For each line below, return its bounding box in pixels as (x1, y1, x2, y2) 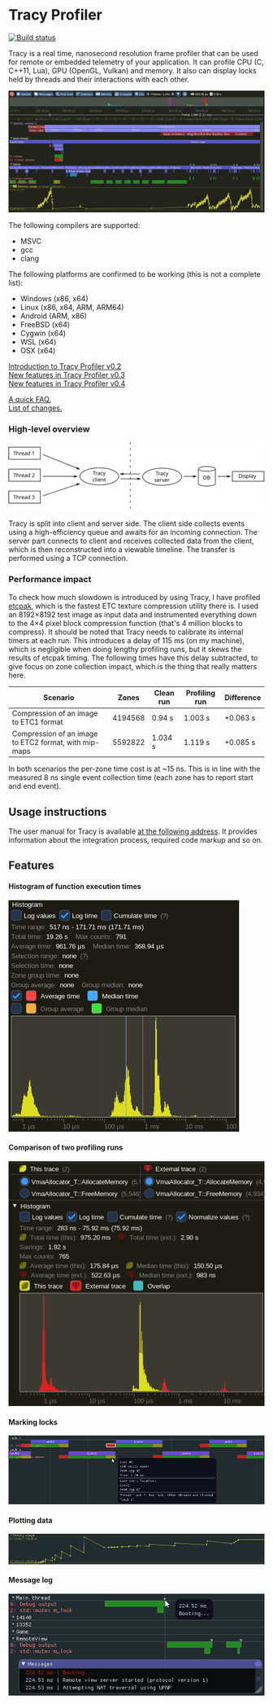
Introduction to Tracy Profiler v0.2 (8, 361, 122, 371)
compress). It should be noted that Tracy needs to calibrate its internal (8, 627, 244, 637)
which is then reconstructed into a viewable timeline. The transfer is (8, 545, 236, 554)
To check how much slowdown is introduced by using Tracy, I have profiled (8, 592, 261, 602)
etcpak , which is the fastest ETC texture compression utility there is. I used (8, 601, 258, 611)
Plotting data (8, 1515, 53, 1525)
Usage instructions (8, 804, 107, 819)
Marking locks (8, 1417, 58, 1426)
